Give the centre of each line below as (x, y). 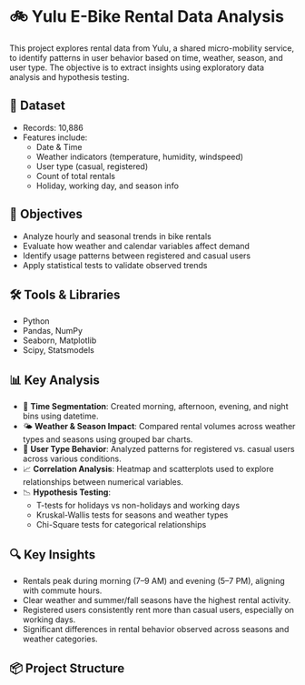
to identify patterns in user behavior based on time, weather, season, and (146, 57)
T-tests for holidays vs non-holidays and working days (138, 506)
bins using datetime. (60, 416)
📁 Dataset (38, 106)
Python (36, 321)
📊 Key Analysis (54, 380)
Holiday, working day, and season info (108, 186)
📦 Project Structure (67, 669)
